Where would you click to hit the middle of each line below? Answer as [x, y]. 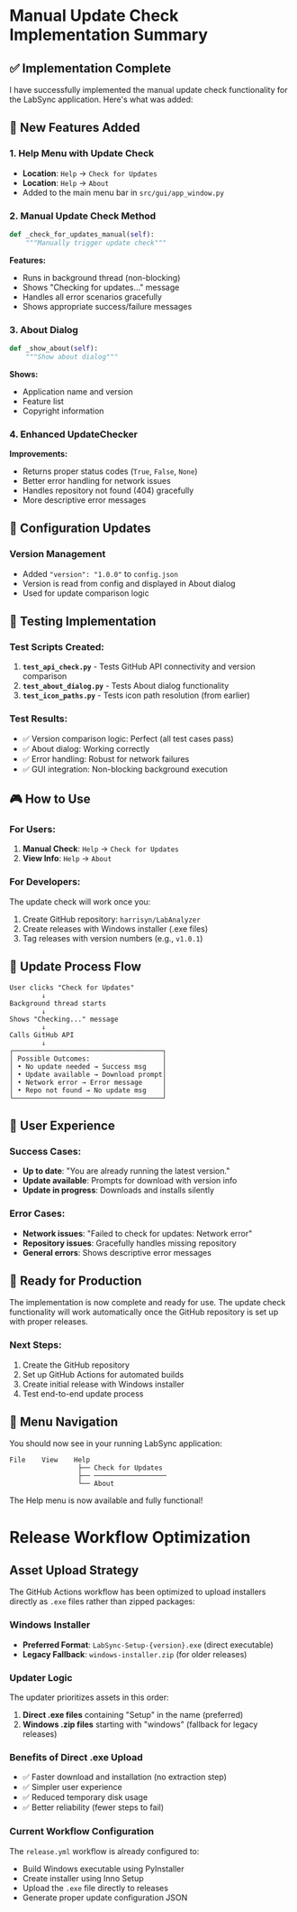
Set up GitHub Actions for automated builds [103, 1374]
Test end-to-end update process [83, 1393]
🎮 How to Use [50, 799]
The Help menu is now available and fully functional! [106, 1500]
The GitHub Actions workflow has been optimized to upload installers [138, 1592]
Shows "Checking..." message [64, 1019]
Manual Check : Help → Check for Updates [100, 849]
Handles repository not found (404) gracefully [108, 491]
